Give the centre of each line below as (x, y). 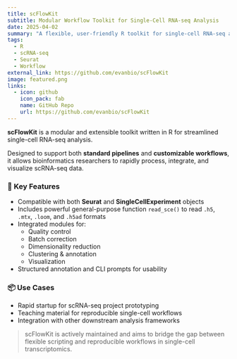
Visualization (47, 262)
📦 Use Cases (31, 287)
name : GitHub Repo (47, 106)
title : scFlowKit (33, 14)
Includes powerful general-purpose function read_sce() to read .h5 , (116, 209)
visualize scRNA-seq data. (45, 168)
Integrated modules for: (52, 224)
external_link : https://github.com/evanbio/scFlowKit (88, 73)
